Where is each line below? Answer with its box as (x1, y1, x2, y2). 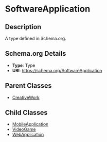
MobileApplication (12, 121, 49, 127)
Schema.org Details (5, 49, 67, 58)
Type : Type (12, 62, 36, 68)
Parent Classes (5, 81, 52, 90)
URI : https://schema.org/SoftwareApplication (12, 67, 102, 73)
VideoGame (12, 126, 36, 132)
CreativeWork (12, 95, 40, 100)
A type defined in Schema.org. (5, 35, 67, 41)
